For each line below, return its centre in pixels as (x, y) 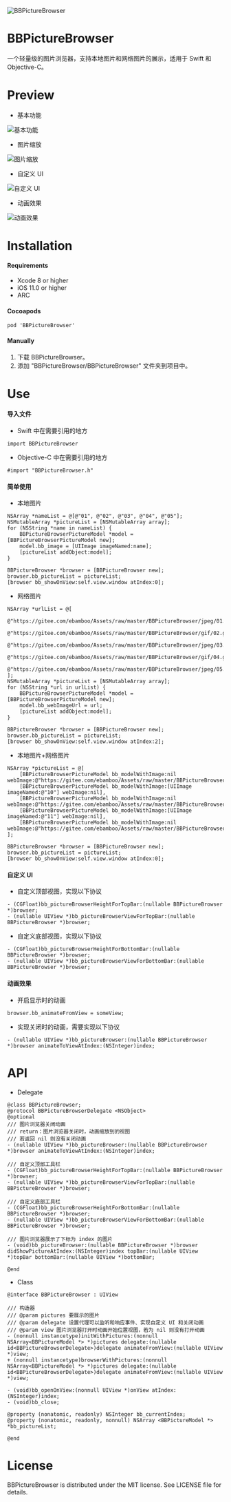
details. (18, 1492)
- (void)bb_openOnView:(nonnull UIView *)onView (78, 1390)
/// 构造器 (21, 1308)
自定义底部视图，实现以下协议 (59, 936)
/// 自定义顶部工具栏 (34, 1164)
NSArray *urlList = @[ (40, 609)
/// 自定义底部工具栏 (34, 1202)
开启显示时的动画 (41, 1000)
